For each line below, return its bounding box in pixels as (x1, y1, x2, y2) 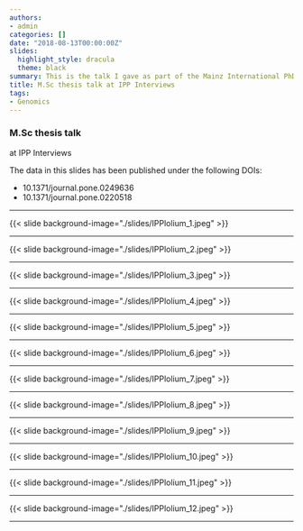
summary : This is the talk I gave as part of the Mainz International (9, 72, 280, 81)
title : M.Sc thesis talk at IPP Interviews (9, 80, 176, 89)
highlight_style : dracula (17, 55, 115, 64)
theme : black (17, 64, 67, 73)
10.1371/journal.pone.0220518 (22, 191, 133, 203)
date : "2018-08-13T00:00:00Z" (9, 38, 124, 48)
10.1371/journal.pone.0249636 (22, 182, 134, 193)
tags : (9, 88, 30, 97)
